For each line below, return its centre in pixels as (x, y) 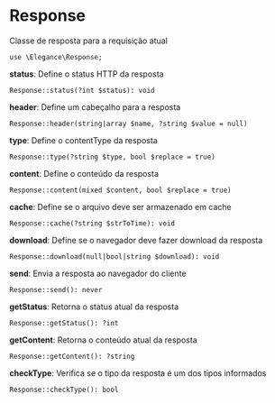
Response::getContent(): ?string (72, 356)
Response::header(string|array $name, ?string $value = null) (128, 124)
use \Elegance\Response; (56, 57)
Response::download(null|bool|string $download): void (115, 256)
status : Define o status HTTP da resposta (87, 74)
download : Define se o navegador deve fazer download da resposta (136, 240)
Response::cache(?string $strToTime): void (92, 223)
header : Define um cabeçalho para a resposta (95, 107)
